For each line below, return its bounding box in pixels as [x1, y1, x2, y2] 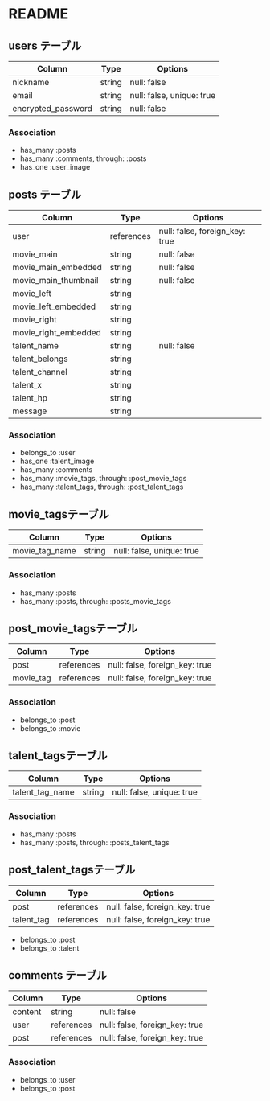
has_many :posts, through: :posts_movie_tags [19, 596, 171, 606]
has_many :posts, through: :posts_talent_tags [19, 837, 170, 847]
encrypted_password [12, 103, 92, 113]
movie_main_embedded [12, 262, 103, 273]
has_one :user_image [19, 162, 91, 172]
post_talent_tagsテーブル [8, 863, 136, 877]
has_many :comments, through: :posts [19, 154, 147, 163]
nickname [12, 77, 50, 88]
